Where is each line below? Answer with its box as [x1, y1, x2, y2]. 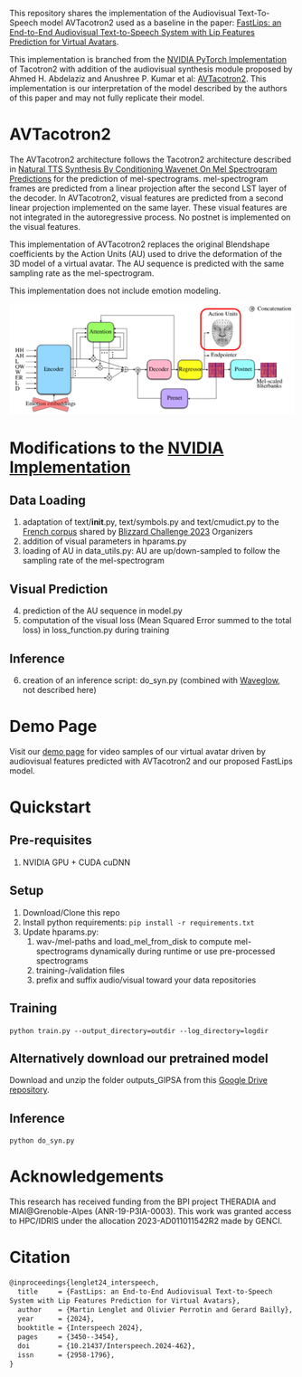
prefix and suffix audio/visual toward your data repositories [35, 974, 257, 985]
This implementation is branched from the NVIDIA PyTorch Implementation [9, 54, 288, 64]
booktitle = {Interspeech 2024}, [17, 1324, 144, 1333]
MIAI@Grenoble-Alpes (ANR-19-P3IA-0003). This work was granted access [9, 1206, 292, 1217]
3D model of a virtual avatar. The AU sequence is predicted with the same [9, 258, 285, 269]
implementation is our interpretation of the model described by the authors [9, 83, 288, 93]
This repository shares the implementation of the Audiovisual [9, 8, 237, 18]
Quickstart [9, 797, 92, 818]
